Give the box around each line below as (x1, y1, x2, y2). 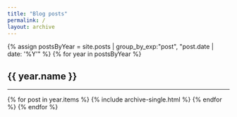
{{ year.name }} (7, 70, 78, 82)
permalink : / (7, 17, 46, 24)
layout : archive (7, 23, 55, 30)
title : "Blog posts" (7, 10, 68, 18)
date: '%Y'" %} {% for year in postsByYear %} (7, 50, 142, 58)
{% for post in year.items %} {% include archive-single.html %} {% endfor (7, 95, 222, 104)
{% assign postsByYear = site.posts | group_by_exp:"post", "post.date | (7, 43, 214, 51)
